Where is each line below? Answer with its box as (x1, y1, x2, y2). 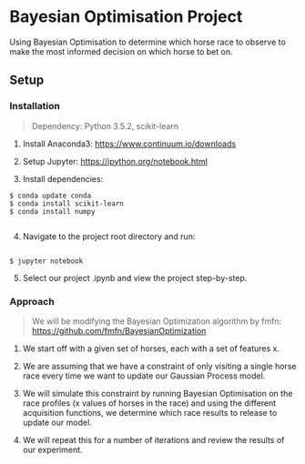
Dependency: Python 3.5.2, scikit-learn (31, 120, 179, 131)
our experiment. (22, 444, 84, 455)
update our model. (22, 417, 93, 428)
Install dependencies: (22, 173, 104, 184)
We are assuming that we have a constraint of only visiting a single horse (22, 360, 297, 371)
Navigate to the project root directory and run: (22, 230, 196, 242)
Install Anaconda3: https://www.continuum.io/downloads (22, 138, 237, 149)
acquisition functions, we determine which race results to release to (22, 407, 278, 418)
